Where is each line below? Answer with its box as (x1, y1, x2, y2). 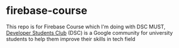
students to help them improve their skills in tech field (6, 35, 136, 42)
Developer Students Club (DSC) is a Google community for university (6, 29, 173, 36)
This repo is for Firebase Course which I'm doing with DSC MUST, (6, 23, 166, 30)
